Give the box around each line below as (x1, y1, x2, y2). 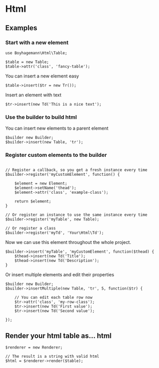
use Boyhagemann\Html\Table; (5, 50, 67, 55)
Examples (5, 24, 37, 32)
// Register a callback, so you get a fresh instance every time (5, 168, 147, 173)
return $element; (14, 199, 52, 204)
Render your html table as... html (5, 331, 112, 340)
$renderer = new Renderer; (5, 345, 63, 350)
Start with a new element (5, 39, 69, 46)
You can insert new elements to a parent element (5, 125, 109, 131)
